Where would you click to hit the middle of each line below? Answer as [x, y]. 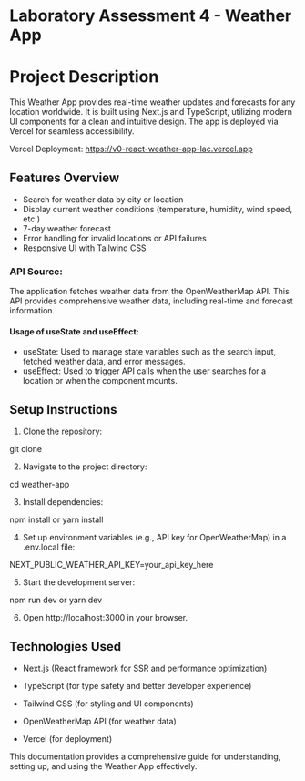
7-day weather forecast [67, 228]
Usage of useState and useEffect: [74, 331]
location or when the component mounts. [100, 381]
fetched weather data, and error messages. [104, 362]
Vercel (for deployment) [67, 739]
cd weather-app [40, 485]
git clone [26, 449]
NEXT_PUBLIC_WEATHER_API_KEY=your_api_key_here [112, 565]
